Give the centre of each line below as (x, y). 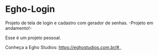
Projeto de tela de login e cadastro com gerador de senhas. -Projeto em (79, 23)
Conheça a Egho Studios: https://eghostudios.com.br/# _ (63, 47)
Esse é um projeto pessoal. (33, 38)
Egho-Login (30, 9)
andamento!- (19, 28)
